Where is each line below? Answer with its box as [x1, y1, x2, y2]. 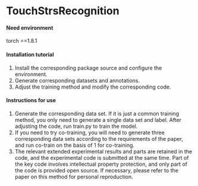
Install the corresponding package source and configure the [14, 64, 162, 71]
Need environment [6, 24, 54, 31]
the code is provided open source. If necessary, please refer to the [14, 166, 178, 174]
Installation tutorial [6, 51, 54, 58]
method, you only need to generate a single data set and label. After [14, 116, 181, 123]
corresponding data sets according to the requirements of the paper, [14, 135, 183, 142]
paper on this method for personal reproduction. [14, 173, 134, 180]
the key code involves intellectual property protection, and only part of [14, 160, 187, 168]
